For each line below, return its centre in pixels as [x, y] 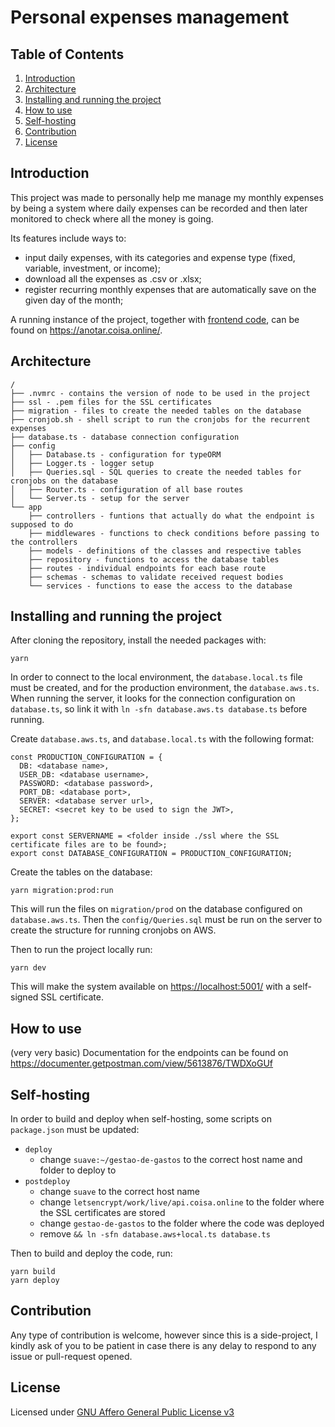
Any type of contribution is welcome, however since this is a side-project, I [164, 1335]
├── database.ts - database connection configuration [125, 437]
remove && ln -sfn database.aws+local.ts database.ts [155, 1234]
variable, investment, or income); [92, 268]
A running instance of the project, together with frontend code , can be [155, 319]
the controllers [44, 542]
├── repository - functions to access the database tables [154, 559]
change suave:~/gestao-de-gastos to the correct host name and [171, 1160]
